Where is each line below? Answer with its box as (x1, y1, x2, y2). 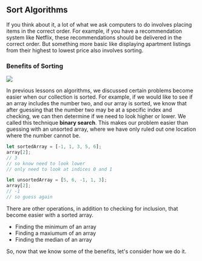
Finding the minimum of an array (15, 223, 97, 230)
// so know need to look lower (6, 160, 86, 167)
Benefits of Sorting (6, 62, 64, 70)
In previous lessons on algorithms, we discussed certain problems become (6, 87, 194, 94)
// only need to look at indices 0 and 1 (6, 166, 113, 172)
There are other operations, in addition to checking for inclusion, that (6, 205, 178, 212)
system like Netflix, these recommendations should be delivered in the (6, 33, 182, 41)
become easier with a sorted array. (6, 211, 94, 219)
